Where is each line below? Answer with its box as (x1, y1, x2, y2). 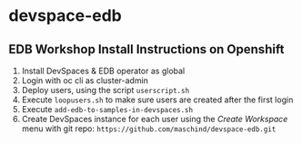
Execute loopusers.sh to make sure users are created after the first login (21, 94, 294, 105)
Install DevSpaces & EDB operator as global (21, 65, 186, 76)
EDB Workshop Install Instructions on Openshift (8, 42, 285, 57)
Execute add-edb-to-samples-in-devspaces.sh (21, 104, 193, 114)
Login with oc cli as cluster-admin (21, 75, 149, 86)
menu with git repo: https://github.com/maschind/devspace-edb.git (21, 123, 277, 134)
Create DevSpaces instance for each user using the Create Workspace (21, 114, 288, 124)
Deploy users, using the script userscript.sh (21, 85, 190, 95)
